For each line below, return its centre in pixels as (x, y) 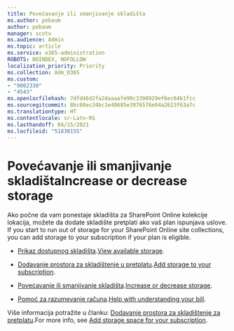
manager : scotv (29, 33)
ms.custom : (23, 79)
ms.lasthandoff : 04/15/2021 (48, 124)
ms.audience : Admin (36, 40)
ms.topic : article (34, 46)
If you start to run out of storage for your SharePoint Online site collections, (116, 230)
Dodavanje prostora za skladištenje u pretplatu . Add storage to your (114, 264)
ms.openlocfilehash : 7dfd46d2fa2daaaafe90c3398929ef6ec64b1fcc (102, 99)
